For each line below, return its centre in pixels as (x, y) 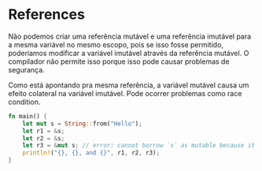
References (46, 15)
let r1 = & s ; (44, 131)
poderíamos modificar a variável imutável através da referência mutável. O (129, 53)
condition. (24, 102)
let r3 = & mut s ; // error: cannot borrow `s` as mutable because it (139, 146)
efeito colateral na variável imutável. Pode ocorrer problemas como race (125, 93)
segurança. (26, 69)
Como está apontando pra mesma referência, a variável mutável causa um (129, 85)
